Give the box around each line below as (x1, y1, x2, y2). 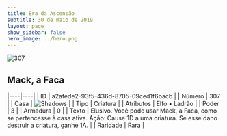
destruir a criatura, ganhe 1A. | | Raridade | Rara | (7, 121, 145, 129)
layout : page (7, 23, 44, 29)
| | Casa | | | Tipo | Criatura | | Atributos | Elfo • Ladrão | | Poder (7, 99, 220, 107)
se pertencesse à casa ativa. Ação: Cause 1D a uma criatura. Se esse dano (7, 113, 217, 122)
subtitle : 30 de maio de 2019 (7, 16, 94, 23)
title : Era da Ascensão (7, 10, 75, 17)
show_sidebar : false (7, 29, 66, 36)
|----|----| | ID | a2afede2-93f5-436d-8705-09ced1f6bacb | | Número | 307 (7, 92, 221, 100)
